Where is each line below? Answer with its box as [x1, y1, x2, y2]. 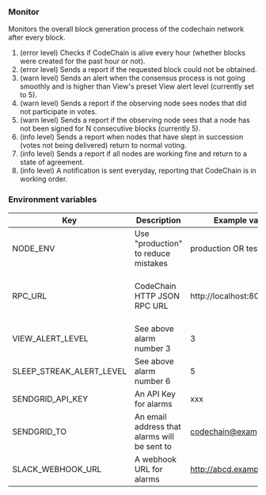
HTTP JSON [134, 290, 180, 301]
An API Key [134, 388, 176, 399]
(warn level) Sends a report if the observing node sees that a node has [19, 116, 251, 125]
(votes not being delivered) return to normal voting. [19, 141, 188, 150]
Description [135, 215, 181, 226]
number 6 [134, 375, 171, 386]
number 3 [134, 343, 171, 354]
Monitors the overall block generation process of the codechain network [8, 25, 244, 34]
